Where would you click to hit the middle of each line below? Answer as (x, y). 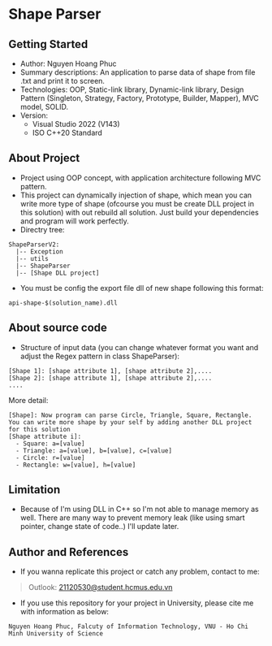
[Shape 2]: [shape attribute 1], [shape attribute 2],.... (110, 378)
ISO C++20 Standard (67, 132)
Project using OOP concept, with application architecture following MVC (140, 178)
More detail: (28, 400)
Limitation (35, 490)
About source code (58, 328)
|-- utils (32, 258)
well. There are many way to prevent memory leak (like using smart (132, 518)
